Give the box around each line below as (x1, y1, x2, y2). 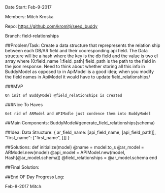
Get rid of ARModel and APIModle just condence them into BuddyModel (5, 111, 151, 116)
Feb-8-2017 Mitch (5, 184, 42, 189)
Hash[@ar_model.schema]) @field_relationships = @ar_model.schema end (5, 155, 158, 160)
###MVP (5, 83, 23, 89)
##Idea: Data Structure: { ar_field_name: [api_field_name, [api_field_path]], (5, 129, 156, 135)
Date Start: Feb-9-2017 (5, 4, 52, 10)
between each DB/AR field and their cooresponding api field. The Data (5, 48, 148, 53)
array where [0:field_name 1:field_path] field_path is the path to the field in (5, 58, 156, 64)
